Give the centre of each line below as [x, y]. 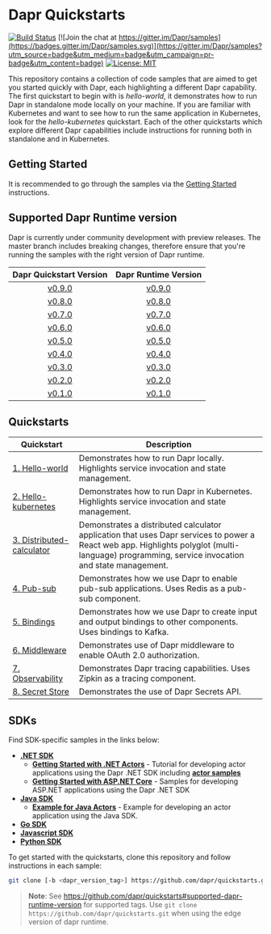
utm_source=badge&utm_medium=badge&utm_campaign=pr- [111, 54]
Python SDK [41, 842]
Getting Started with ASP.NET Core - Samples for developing [135, 781]
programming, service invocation [182, 556]
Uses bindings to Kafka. [124, 632]
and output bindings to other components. [158, 622]
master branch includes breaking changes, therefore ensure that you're [127, 246]
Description [169, 445]
